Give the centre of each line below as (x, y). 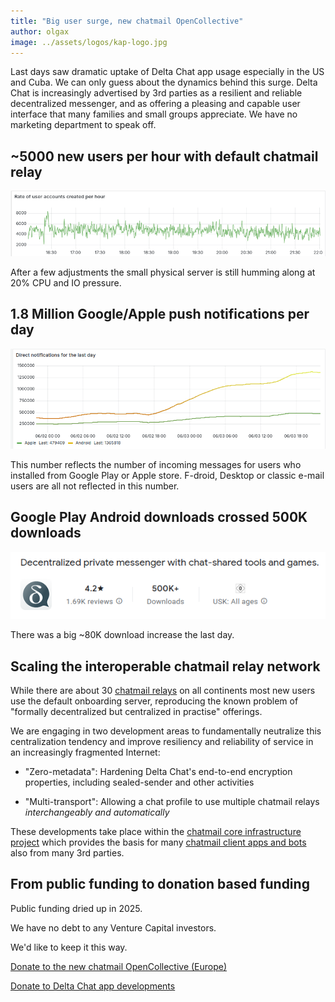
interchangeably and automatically (97, 812)
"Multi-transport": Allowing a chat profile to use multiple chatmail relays (172, 801)
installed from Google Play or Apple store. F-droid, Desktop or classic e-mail (167, 475)
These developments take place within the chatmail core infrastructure (156, 831)
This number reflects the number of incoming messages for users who (156, 464)
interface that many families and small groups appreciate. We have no (154, 114)
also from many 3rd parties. (67, 853)
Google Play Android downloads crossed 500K (159, 517)
